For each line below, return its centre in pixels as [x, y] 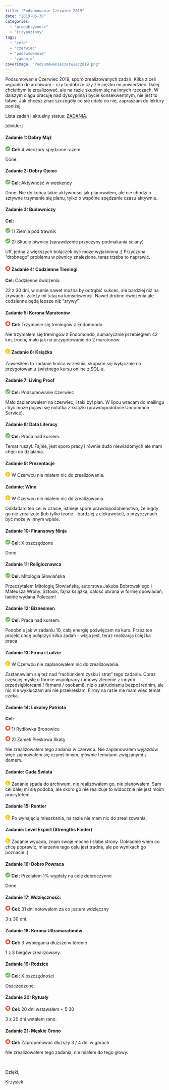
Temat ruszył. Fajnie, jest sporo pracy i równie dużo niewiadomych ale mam [84, 446]
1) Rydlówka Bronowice [36, 729]
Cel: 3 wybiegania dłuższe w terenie [49, 942]
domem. [14, 760]
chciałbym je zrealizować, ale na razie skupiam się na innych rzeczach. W [82, 90]
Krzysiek [14, 1082]
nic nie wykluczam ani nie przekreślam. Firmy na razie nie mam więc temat [83, 690]
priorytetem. [18, 794]
